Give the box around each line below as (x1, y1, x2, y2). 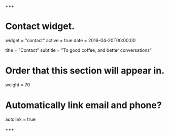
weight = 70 (5, 82, 30, 88)
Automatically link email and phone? (5, 99, 162, 111)
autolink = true (5, 116, 36, 122)
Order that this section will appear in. (5, 65, 165, 77)
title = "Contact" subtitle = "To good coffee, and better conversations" (5, 47, 152, 53)
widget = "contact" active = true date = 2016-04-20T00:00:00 (5, 37, 136, 43)
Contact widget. (5, 21, 75, 32)
